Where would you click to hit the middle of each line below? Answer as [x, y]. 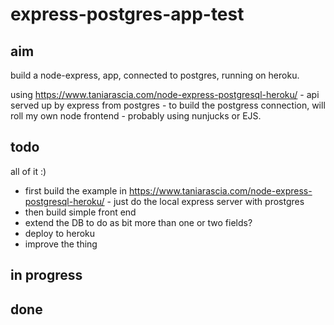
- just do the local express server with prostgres [205, 201]
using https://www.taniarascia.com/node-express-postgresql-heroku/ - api [165, 94]
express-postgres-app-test [127, 14]
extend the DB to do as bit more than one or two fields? [138, 222]
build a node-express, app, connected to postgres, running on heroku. [155, 75]
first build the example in [75, 190]
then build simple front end [80, 212]
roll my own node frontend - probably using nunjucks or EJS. [136, 116]
